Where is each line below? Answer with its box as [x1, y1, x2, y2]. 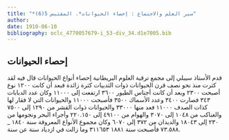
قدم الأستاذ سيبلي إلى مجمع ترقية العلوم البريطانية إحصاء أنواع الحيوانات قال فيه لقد [7, 73, 223, 82]
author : [7, 17, 30, 24]
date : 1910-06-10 [7, 23, 57, 30]
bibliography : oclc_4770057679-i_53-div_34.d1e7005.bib [7, 29, 172, 37]
